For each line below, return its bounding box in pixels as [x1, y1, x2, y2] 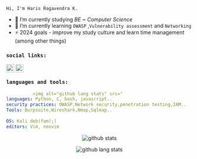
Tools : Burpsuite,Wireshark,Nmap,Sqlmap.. [6, 107, 112, 113]
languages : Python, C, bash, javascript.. [6, 96, 112, 102]
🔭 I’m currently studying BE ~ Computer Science [14, 16, 133, 23]
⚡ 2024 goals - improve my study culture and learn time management [14, 29, 185, 35]
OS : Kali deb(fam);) [6, 118, 57, 124]
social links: [6, 52, 47, 59]
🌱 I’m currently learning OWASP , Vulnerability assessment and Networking [14, 22, 192, 29]
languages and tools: [6, 79, 69, 86]
